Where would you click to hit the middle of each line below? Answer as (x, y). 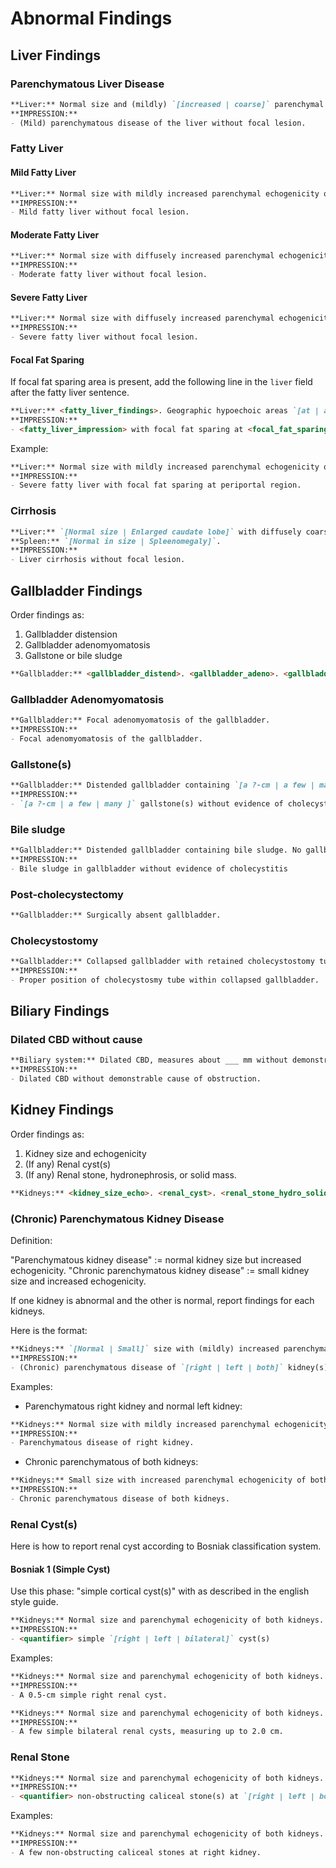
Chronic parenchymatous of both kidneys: (111, 1462)
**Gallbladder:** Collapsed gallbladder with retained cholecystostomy (162, 962)
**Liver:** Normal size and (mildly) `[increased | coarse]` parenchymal (167, 104)
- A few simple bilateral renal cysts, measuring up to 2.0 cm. (147, 1732)
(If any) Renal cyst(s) (68, 1164)
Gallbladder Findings (76, 590)
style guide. (34, 1602)
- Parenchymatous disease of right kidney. (102, 1443)
